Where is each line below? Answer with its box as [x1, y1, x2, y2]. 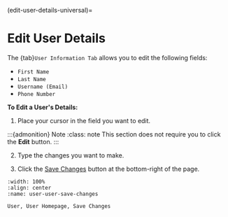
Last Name [17, 76, 47, 83]
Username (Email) [17, 83, 69, 90]
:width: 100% [7, 178, 45, 185]
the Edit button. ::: [7, 137, 59, 146]
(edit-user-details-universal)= [7, 6, 93, 14]
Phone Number [17, 90, 56, 97]
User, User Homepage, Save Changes [7, 202, 111, 209]
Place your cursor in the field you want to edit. [17, 116, 151, 125]
